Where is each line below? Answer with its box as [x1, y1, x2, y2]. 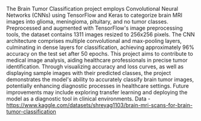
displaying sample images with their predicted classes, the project [6, 70, 171, 76]
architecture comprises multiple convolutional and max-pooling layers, [6, 38, 182, 44]
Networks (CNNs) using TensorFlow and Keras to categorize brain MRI [6, 11, 183, 19]
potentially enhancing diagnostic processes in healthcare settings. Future [6, 82, 189, 90]
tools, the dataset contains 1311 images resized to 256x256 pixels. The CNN [6, 31, 195, 38]
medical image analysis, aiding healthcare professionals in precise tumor [6, 57, 188, 64]
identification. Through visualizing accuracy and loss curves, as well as [6, 63, 184, 70]
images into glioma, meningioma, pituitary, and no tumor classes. [6, 18, 168, 25]
